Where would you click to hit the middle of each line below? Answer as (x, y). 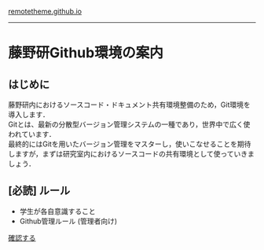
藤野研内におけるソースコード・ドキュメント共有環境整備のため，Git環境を (130, 105)
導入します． (29, 114)
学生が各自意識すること (57, 211)
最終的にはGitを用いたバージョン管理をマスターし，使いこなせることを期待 (130, 144)
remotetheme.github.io (45, 11)
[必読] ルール (39, 191)
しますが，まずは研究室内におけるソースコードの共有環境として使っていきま (132, 154)
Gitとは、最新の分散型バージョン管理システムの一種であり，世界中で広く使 (129, 124)
